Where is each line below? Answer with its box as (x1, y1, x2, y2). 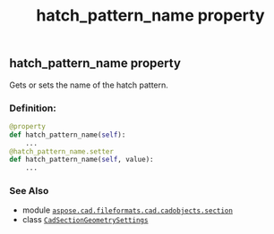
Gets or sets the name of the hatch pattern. (9, 79, 168, 90)
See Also (9, 185, 49, 197)
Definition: (9, 102, 56, 114)
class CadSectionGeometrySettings (21, 214, 149, 225)
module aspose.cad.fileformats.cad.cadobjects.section (21, 205, 233, 215)
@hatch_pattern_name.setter (9, 146, 115, 156)
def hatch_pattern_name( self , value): (9, 155, 154, 164)
